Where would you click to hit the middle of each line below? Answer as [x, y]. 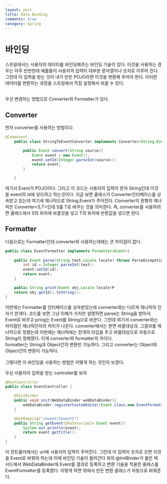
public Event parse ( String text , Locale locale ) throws [72, 260]
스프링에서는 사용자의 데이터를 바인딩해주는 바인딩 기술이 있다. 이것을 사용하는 [81, 65]
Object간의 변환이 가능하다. [32, 351]
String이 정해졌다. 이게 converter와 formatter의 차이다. [59, 338]
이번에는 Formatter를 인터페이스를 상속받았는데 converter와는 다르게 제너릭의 [81, 307]
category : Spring [23, 24]
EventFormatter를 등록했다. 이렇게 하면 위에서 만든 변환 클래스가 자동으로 [77, 471]
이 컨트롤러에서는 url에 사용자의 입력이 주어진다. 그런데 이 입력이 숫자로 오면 [79, 452]
